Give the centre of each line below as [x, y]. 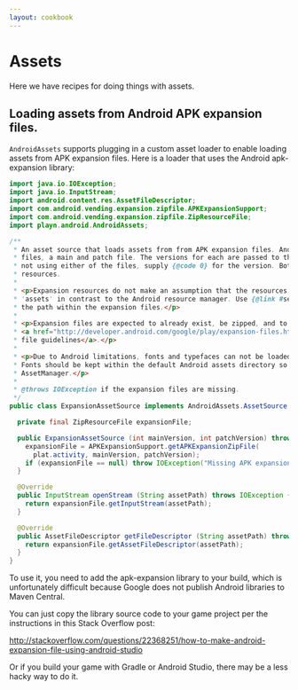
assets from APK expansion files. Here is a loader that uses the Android [140, 158]
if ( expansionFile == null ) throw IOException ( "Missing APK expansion [158, 463]
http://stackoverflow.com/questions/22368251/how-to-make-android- [137, 640]
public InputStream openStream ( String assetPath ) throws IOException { [154, 496]
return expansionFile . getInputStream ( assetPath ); [119, 504]
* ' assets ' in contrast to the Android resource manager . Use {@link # [148, 299]
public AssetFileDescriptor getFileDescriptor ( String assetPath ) [142, 536]
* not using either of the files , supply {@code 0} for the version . [144, 266]
